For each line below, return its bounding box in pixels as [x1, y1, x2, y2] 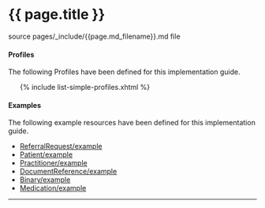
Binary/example [19, 175, 71, 184]
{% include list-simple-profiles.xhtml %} [19, 83, 151, 92]
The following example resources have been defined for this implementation [8, 118, 256, 128]
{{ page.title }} [8, 6, 106, 24]
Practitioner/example [19, 158, 88, 168]
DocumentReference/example [19, 167, 118, 176]
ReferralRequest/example [19, 142, 103, 151]
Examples [8, 100, 42, 110]
